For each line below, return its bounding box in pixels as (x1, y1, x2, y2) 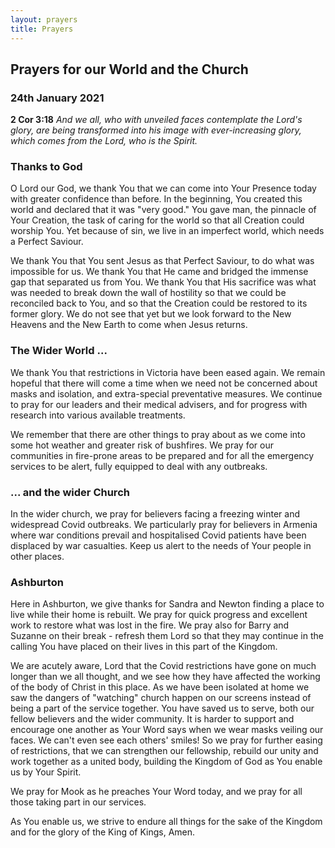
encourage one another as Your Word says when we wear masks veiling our (10, 724, 324, 736)
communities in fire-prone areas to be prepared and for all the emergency (10, 449, 315, 461)
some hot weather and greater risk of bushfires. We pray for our (10, 439, 274, 451)
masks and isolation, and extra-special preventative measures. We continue (10, 387, 323, 400)
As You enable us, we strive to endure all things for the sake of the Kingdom (10, 816, 323, 828)
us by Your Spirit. (10, 766, 82, 778)
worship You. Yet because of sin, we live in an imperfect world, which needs (10, 225, 325, 237)
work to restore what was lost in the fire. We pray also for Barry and (10, 619, 290, 631)
